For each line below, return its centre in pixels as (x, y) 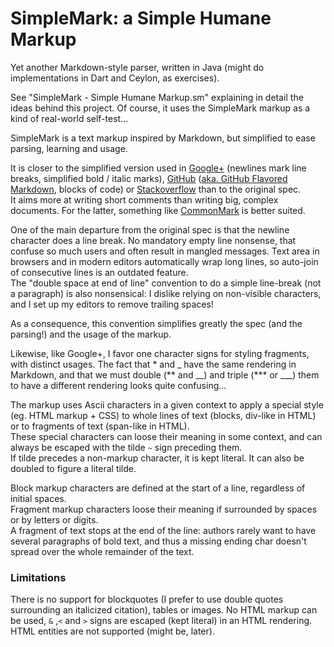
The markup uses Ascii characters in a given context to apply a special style (167, 404)
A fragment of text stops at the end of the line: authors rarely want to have (163, 530)
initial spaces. (38, 498)
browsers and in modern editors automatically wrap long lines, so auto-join (164, 261)
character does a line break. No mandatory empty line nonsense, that (153, 240)
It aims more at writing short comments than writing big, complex (144, 199)
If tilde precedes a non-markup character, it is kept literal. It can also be (157, 458)
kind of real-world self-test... (69, 118)
